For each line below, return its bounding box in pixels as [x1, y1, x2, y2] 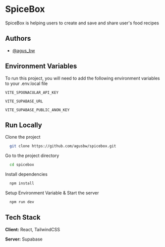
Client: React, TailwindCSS [5, 226, 60, 232]
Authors [5, 34, 31, 43]
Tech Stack [5, 213, 41, 222]
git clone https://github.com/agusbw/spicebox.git [9, 144, 116, 149]
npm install [9, 181, 35, 186]
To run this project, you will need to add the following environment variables [5, 75, 160, 81]
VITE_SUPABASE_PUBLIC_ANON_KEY [5, 107, 70, 112]
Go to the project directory [5, 153, 59, 159]
